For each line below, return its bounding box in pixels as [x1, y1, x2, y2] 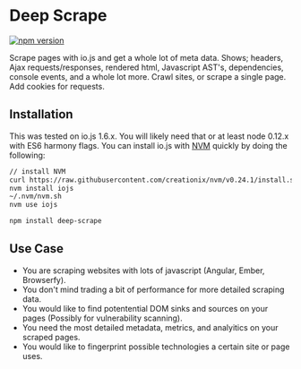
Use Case [9, 241, 64, 256]
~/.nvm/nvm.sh [9, 192, 63, 202]
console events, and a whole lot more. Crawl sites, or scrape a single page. [9, 71, 287, 82]
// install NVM [9, 167, 66, 176]
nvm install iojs [9, 184, 74, 193]
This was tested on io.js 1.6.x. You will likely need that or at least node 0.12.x [9, 131, 289, 142]
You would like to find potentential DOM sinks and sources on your [21, 303, 269, 313]
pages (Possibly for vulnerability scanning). [21, 313, 184, 323]
